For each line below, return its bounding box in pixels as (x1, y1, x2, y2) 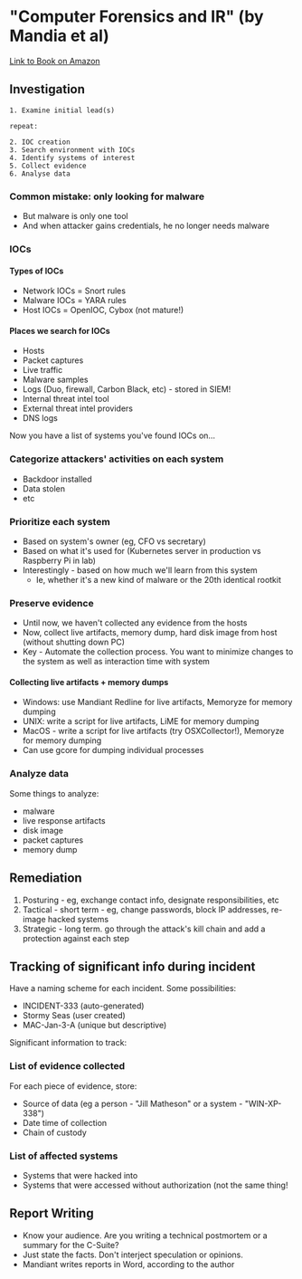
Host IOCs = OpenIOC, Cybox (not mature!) (22, 305, 184, 316)
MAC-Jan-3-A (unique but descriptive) (22, 1020, 167, 1031)
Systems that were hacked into (22, 1169, 138, 1180)
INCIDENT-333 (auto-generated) (22, 1000, 145, 1011)
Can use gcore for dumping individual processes (22, 745, 204, 756)
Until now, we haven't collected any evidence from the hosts (22, 617, 248, 628)
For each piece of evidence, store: (9, 1080, 137, 1092)
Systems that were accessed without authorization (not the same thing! (22, 1179, 288, 1190)
